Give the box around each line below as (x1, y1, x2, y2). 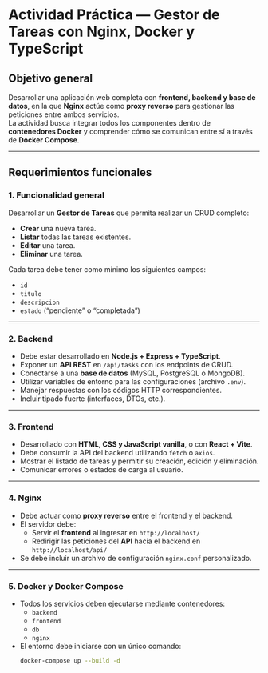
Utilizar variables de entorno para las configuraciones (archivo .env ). (19, 376, 246, 386)
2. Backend (8, 333, 53, 344)
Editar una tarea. (19, 240, 76, 250)
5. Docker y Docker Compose (8, 580, 124, 591)
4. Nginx (8, 492, 42, 503)
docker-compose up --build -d (19, 656, 121, 665)
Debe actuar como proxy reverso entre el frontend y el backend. (19, 511, 234, 520)
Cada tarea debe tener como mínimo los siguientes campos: (8, 264, 206, 274)
